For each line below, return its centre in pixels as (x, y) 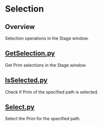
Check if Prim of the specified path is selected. (52, 92)
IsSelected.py (26, 80)
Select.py (20, 107)
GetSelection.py (30, 53)
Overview (20, 27)
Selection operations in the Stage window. (47, 38)
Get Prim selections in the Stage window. (46, 65)
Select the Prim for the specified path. (43, 119)
